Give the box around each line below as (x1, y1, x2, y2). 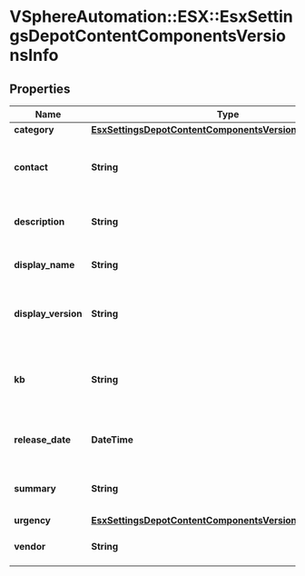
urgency (14, 514, 52, 526)
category (14, 124, 54, 135)
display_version (14, 307, 83, 320)
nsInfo (9, 45, 59, 65)
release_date (14, 433, 71, 446)
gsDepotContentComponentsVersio (9, 25, 286, 46)
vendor (14, 541, 46, 552)
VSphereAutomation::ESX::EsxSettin (9, 6, 293, 27)
